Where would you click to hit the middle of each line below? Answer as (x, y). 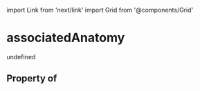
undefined (21, 57)
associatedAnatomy (66, 38)
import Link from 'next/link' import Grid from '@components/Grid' (100, 10)
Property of (32, 79)
